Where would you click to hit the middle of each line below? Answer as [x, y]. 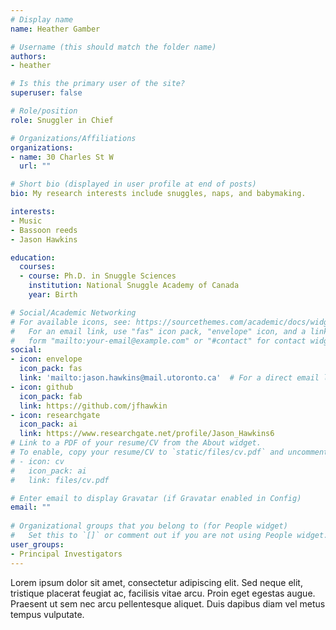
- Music [26, 221]
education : [33, 257]
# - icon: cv [37, 461]
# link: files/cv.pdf [60, 480]
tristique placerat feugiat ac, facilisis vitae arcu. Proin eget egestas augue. [163, 593]
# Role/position [44, 111]
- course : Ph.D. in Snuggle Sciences [98, 276]
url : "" [35, 166]
